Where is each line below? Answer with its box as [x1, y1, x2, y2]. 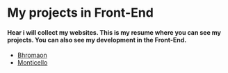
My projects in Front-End [7, 5, 154, 21]
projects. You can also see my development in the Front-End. [7, 35, 187, 44]
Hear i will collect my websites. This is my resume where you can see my [7, 28, 221, 36]
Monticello [17, 58, 48, 67]
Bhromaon [17, 51, 47, 60]
